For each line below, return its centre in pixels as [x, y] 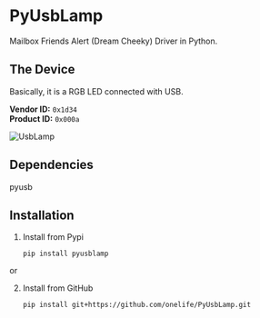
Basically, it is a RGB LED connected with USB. [96, 91]
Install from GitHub [58, 288]
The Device [42, 70]
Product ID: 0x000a [45, 118]
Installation [42, 215]
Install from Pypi [53, 237]
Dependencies [51, 165]
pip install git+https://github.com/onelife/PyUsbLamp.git [137, 305]
